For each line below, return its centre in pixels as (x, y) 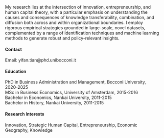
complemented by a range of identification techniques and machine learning (82, 33)
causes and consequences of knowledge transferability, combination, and (80, 17)
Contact (13, 49)
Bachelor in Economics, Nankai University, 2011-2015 (59, 98)
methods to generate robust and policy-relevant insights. (62, 38)
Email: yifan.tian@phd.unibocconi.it (41, 60)
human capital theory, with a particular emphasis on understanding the (76, 12)
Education (16, 71)
